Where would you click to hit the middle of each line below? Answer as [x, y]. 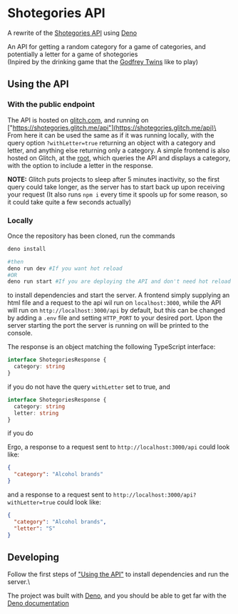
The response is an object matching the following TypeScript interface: [112, 347]
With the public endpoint [51, 105]
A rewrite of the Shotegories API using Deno [72, 33]
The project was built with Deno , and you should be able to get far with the [117, 595]
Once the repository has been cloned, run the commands [92, 236]
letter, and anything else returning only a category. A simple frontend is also [119, 150]
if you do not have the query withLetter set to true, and [89, 387]
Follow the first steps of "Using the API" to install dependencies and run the [118, 574]
